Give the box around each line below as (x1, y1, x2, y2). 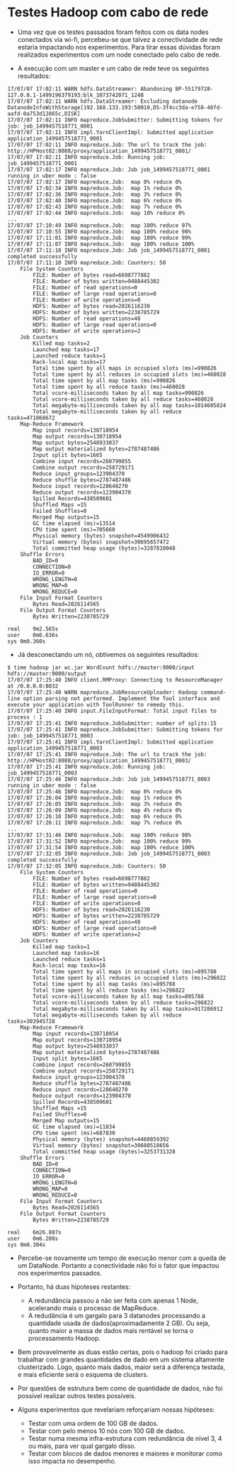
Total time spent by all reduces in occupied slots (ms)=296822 (33, 974, 227, 981)
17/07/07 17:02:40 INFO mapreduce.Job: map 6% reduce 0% (7, 197, 182, 204)
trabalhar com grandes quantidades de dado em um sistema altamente (17, 1355, 224, 1363)
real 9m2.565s (7, 625, 59, 632)
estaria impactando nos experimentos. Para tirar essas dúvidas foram (17, 43, 221, 51)
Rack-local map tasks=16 (33, 962, 106, 969)
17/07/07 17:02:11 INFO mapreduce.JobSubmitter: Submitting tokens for (7, 116, 223, 123)
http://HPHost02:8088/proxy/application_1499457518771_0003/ (7, 757, 192, 764)
